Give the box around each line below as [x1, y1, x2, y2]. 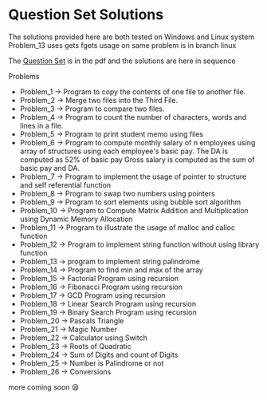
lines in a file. [19, 121, 64, 130]
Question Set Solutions [8, 6, 164, 24]
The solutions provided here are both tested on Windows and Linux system [8, 32, 255, 42]
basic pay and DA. [19, 163, 80, 172]
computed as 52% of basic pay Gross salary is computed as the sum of [19, 154, 255, 164]
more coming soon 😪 [8, 382, 80, 392]
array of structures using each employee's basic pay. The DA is [19, 146, 229, 156]
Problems [8, 71, 40, 81]
